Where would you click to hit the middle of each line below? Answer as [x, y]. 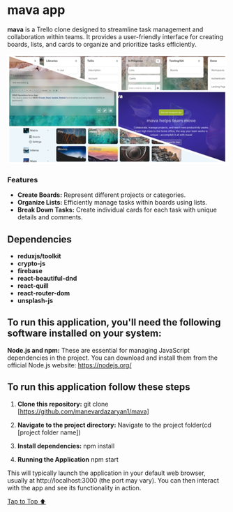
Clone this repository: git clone [63, 404]
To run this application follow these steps [99, 387]
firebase [30, 271]
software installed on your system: [84, 334]
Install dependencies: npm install [66, 446]
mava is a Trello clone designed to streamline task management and [105, 29]
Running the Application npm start [68, 459]
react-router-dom [44, 293]
